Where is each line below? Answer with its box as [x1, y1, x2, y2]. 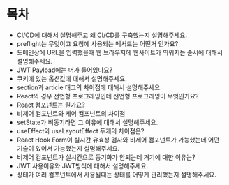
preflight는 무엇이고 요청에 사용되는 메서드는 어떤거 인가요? [16, 39, 179, 47]
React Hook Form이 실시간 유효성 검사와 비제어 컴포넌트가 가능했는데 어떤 [16, 135, 220, 144]
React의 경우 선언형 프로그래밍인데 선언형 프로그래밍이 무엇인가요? [16, 91, 199, 100]
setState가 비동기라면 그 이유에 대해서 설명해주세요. [16, 118, 158, 126]
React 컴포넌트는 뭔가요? [16, 101, 85, 109]
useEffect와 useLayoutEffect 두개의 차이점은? [16, 126, 145, 135]
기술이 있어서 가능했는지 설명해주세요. [16, 144, 120, 152]
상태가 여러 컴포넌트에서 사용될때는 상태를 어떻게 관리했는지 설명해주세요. [16, 170, 217, 179]
